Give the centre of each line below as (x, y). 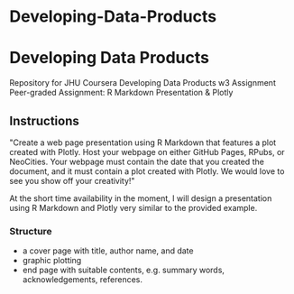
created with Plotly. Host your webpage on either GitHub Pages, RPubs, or (147, 152)
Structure (31, 231)
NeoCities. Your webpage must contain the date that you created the (137, 161)
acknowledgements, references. (82, 280)
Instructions (44, 120)
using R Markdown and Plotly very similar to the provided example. (133, 207)
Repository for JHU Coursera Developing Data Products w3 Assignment (143, 83)
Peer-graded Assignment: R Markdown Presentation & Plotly (121, 93)
